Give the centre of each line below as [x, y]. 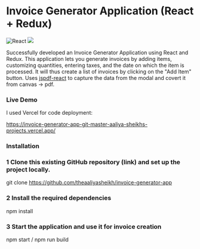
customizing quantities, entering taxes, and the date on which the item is [95, 65]
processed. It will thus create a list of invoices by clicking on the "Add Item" [99, 71]
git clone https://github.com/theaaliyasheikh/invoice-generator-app [89, 183]
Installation [23, 146]
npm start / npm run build [37, 239]
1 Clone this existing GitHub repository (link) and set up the [93, 162]
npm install [20, 211]
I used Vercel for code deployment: [50, 113]
